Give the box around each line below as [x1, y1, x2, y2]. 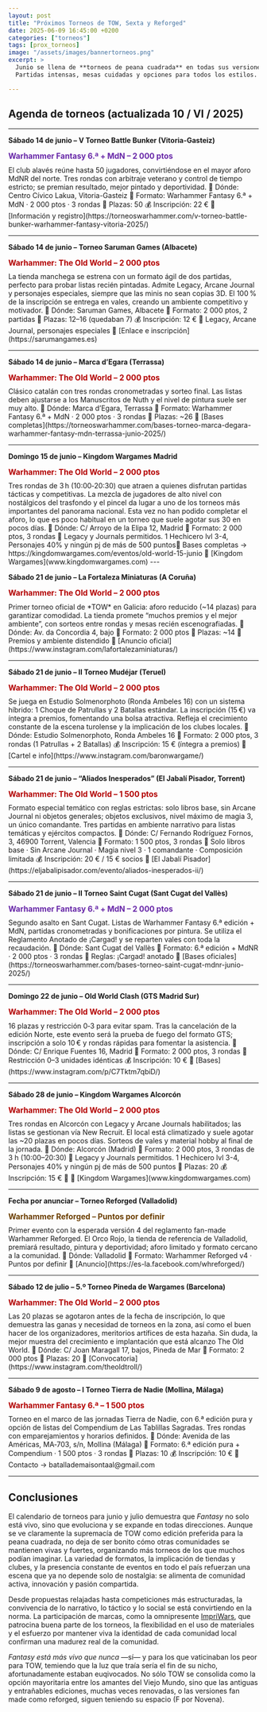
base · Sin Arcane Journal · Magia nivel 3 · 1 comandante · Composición [8, 845, 243, 855]
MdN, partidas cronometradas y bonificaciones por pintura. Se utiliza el [8, 926, 242, 936]
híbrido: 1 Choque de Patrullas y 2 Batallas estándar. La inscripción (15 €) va [8, 705, 256, 714]
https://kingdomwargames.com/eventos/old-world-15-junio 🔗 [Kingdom [8, 549, 243, 558]
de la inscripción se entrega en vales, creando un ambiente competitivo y [8, 297, 249, 306]
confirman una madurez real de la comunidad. [8, 1637, 160, 1647]
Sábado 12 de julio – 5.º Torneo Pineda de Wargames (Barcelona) [8, 1282, 226, 1292]
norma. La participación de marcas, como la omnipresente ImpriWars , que [8, 1612, 251, 1621]
